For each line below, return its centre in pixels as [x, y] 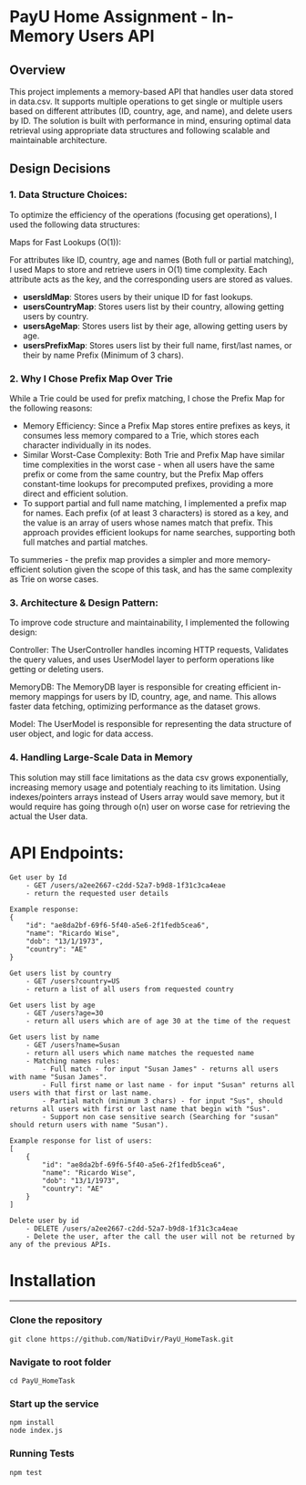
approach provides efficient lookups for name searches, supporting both [159, 532]
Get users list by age [52, 1005]
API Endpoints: [67, 852]
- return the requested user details [97, 893]
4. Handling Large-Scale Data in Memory [101, 757]
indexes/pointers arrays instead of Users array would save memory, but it [147, 796]
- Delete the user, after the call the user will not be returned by [161, 1236]
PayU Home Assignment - [109, 17]
